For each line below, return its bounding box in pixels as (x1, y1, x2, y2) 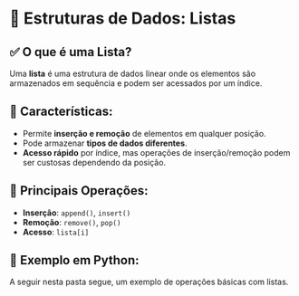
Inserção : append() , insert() (22, 207, 131, 218)
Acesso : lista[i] (22, 226, 90, 237)
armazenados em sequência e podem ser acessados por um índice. (9, 78, 263, 89)
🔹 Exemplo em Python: (9, 253, 140, 268)
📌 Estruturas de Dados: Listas (9, 8, 236, 29)
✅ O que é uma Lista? (9, 44, 132, 60)
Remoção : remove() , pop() (22, 216, 121, 227)
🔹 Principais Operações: (9, 183, 149, 198)
